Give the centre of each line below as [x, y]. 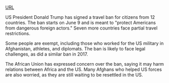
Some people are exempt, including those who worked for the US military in [84, 43]
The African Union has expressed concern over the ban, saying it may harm [85, 64]
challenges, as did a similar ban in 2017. [47, 54]
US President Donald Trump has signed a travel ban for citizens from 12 [80, 17]
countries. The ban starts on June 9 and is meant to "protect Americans [81, 23]
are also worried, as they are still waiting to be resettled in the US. [74, 75]
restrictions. [18, 33]
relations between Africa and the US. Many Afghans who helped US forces [83, 69]
